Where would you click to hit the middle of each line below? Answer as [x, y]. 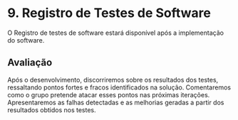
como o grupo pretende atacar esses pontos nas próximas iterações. [109, 94]
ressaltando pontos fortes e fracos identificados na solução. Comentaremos [119, 87]
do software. [26, 40]
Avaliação [30, 63]
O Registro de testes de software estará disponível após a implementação [116, 33]
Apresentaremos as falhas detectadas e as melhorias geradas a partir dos [116, 102]
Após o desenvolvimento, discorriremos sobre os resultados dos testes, [113, 80]
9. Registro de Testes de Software [109, 13]
